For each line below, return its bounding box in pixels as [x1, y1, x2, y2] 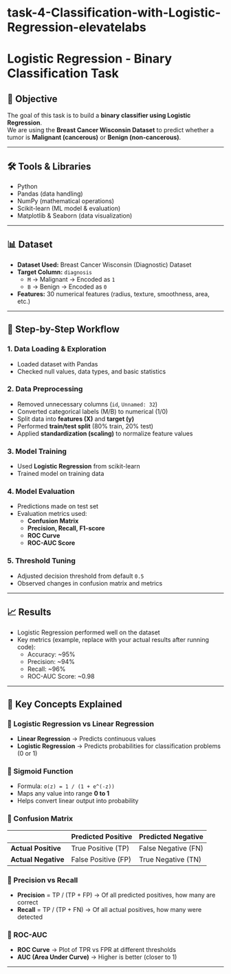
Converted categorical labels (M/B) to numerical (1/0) [16, 407, 168, 415]
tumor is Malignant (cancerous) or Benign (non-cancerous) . [7, 133, 181, 142]
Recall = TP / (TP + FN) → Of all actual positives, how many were [16, 906, 202, 914]
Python [16, 183, 38, 190]
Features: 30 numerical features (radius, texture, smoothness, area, [16, 289, 210, 298]
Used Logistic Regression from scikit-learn [16, 462, 141, 470]
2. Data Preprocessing [7, 384, 83, 394]
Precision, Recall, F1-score [27, 524, 105, 532]
